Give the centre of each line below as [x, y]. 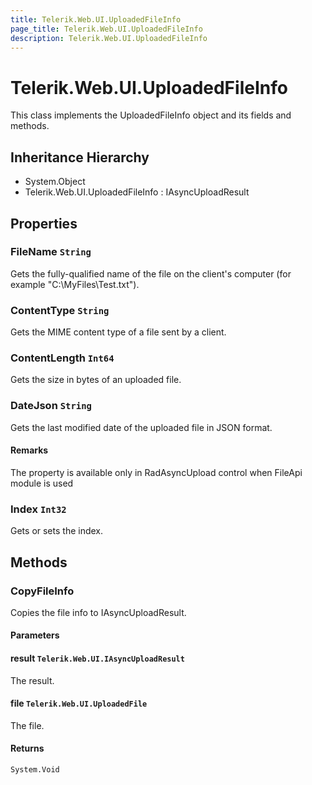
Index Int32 [38, 509]
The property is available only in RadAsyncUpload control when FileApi [156, 472]
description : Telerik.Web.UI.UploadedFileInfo [109, 38]
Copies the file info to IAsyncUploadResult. [98, 612]
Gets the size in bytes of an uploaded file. [96, 380]
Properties [44, 223]
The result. [32, 680]
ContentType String [60, 310]
